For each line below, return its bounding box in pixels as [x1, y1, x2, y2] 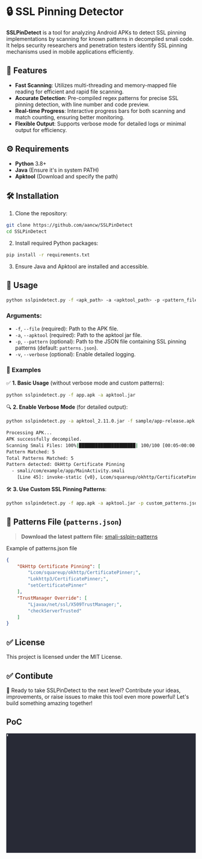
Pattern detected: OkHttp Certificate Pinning [6, 462, 125, 468]
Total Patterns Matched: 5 [6, 455, 74, 461]
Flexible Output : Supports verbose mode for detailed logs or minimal [14, 120, 186, 127]
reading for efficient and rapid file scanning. [14, 88, 124, 95]
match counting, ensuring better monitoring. [14, 113, 124, 121]
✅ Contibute [6, 670, 53, 681]
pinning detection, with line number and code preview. [14, 101, 150, 108]
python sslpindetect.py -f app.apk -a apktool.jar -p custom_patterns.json [6, 500, 200, 506]
